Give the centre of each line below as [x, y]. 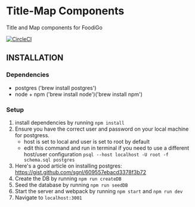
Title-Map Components [65, 11]
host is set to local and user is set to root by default [87, 141]
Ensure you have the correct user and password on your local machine [102, 129]
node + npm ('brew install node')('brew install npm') [79, 94]
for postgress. [32, 135]
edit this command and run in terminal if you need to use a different [106, 148]
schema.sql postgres [49, 160]
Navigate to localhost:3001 [48, 197]
